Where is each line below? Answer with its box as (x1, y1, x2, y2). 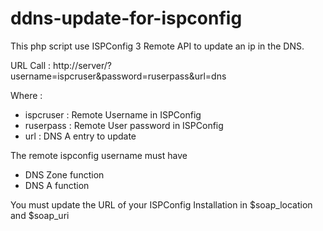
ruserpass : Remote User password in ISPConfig (24, 119, 224, 131)
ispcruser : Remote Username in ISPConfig (24, 108, 202, 121)
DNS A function (24, 179, 90, 191)
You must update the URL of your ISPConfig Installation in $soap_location (10, 198, 313, 211)
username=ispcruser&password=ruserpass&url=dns (10, 70, 227, 82)
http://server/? (53, 59, 112, 71)
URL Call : (10, 59, 52, 71)
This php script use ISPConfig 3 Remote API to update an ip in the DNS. (10, 40, 305, 52)
